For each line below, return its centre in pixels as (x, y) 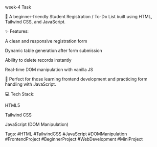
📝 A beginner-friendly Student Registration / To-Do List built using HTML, (79, 16)
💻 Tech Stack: (20, 94)
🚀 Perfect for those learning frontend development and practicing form (76, 79)
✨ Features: (17, 31)
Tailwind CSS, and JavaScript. (35, 22)
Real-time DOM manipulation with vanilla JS (49, 70)
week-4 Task (18, 7)
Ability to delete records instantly (38, 60)
